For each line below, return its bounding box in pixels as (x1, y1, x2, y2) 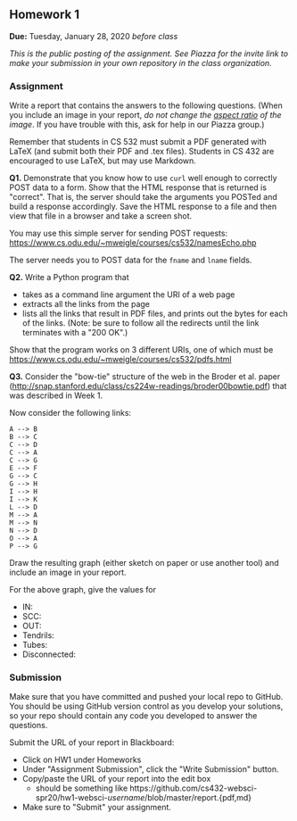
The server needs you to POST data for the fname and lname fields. (9, 254, 252, 266)
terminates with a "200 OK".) (21, 328, 128, 338)
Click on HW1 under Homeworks (21, 754, 142, 766)
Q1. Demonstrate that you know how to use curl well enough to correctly (9, 173, 278, 184)
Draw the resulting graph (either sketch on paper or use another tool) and (9, 558, 279, 568)
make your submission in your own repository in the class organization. (9, 57, 272, 68)
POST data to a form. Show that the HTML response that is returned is (9, 182, 268, 193)
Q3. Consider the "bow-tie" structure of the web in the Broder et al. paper (9, 371, 281, 382)
